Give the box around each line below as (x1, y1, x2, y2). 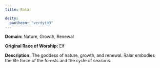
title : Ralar (5, 7, 32, 12)
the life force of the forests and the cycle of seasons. (5, 58, 111, 64)
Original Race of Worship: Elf (5, 43, 65, 49)
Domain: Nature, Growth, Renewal (5, 34, 74, 39)
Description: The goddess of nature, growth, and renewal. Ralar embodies (5, 52, 155, 58)
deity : (5, 16, 19, 21)
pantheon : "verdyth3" (9, 20, 54, 25)
